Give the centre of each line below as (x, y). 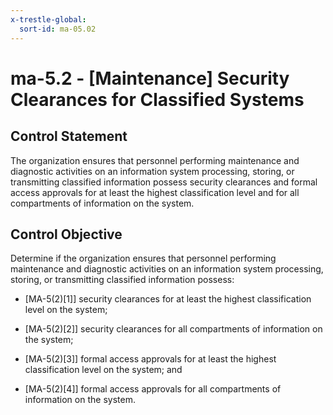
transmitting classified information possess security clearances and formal (164, 182)
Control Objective (66, 234)
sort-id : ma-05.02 (58, 29)
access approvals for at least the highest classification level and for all (155, 192)
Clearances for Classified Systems (157, 99)
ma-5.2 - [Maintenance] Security (150, 78)
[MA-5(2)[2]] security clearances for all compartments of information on (173, 329)
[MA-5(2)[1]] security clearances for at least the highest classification (168, 299)
